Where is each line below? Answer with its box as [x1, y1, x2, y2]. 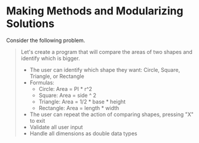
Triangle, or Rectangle [29, 72, 85, 80]
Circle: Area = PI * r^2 [38, 85, 93, 92]
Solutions [6, 17, 55, 31]
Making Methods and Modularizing [6, 4, 183, 18]
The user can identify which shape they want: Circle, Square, [29, 66, 180, 73]
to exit [29, 117, 45, 124]
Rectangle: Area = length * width [38, 104, 120, 111]
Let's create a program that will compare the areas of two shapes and [20, 48, 193, 55]
